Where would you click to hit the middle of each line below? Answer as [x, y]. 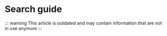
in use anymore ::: [24, 28]
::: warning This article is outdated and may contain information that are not [83, 23]
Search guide [33, 9]
